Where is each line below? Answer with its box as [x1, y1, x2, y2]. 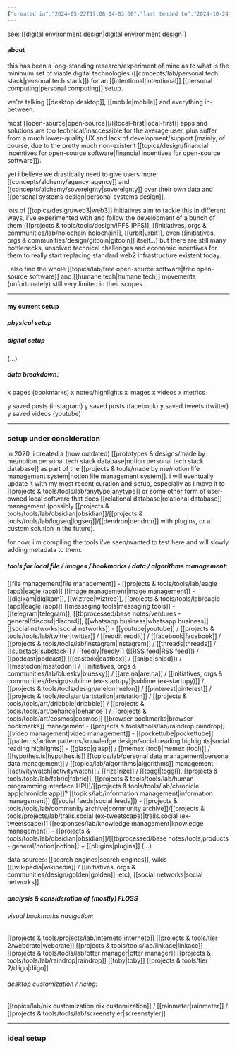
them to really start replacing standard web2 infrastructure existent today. [7, 251, 222, 260]
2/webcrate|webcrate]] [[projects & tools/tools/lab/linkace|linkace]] [7, 941, 203, 949]
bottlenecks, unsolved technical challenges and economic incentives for [7, 243, 217, 252]
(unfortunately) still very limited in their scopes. [7, 279, 145, 288]
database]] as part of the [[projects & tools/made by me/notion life [7, 465, 200, 473]
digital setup [7, 336, 45, 345]
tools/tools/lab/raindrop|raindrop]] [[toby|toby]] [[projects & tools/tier [7, 956, 208, 965]
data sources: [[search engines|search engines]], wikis [7, 855, 167, 864]
